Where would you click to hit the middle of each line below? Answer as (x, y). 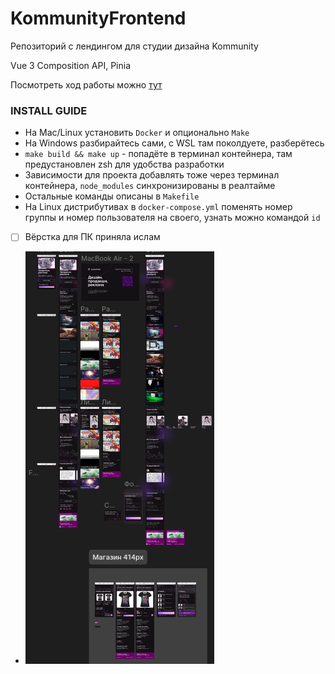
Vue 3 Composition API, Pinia (71, 65)
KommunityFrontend (98, 18)
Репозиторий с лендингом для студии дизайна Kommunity (134, 46)
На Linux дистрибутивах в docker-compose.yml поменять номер (158, 207)
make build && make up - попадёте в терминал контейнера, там (158, 154)
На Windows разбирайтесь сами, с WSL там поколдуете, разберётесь (174, 143)
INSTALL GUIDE (49, 110)
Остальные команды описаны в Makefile (112, 196)
